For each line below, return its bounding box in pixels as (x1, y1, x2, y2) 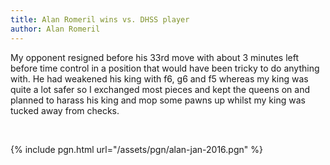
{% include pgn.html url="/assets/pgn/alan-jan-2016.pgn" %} (10, 143, 263, 155)
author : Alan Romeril (10, 24, 101, 34)
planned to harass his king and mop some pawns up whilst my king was (10, 94, 306, 106)
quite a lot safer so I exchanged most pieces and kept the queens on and (10, 83, 311, 95)
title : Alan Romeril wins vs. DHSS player (10, 14, 190, 25)
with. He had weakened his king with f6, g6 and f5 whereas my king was (10, 72, 309, 85)
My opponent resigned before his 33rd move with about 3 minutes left (10, 51, 299, 63)
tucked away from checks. (10, 104, 120, 116)
